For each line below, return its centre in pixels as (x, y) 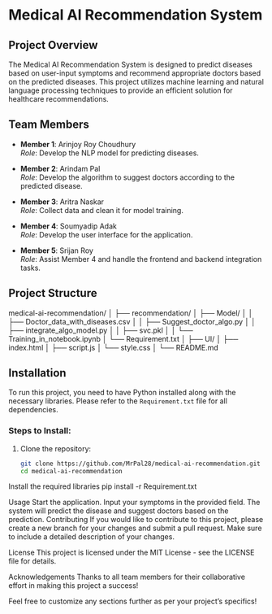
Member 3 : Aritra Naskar (62, 202)
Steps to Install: (40, 431)
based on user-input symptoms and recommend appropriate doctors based (135, 73)
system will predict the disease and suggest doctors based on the (119, 511)
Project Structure (53, 293)
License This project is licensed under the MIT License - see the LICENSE (132, 553)
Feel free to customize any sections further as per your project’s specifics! (133, 601)
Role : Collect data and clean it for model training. (102, 210)
